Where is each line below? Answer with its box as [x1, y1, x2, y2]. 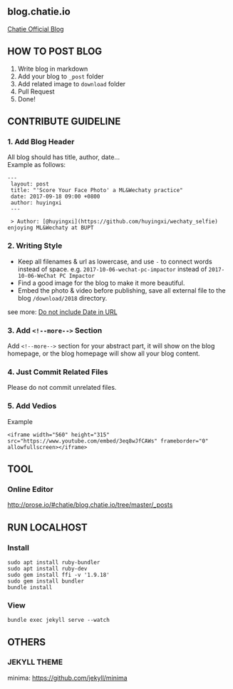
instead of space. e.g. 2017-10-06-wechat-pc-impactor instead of [17, 264, 207, 273]
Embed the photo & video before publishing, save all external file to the [17, 286, 226, 295]
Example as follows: [7, 161, 66, 169]
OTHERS [7, 635, 46, 648]
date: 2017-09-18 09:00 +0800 [10, 193, 100, 201]
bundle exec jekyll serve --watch [7, 617, 110, 624]
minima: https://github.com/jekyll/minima [7, 673, 128, 682]
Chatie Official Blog [7, 24, 64, 33]
